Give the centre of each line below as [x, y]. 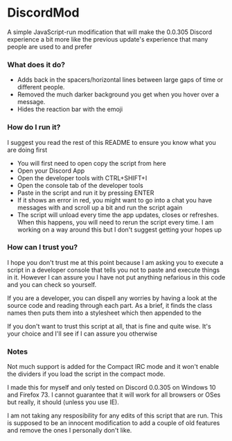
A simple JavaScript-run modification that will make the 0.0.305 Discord [110, 32]
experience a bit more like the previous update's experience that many [108, 39]
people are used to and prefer [50, 46]
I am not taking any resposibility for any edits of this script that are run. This [115, 416]
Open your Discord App [51, 171]
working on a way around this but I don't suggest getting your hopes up [119, 230]
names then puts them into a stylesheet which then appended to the [105, 313]
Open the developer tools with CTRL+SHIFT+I [82, 178]
